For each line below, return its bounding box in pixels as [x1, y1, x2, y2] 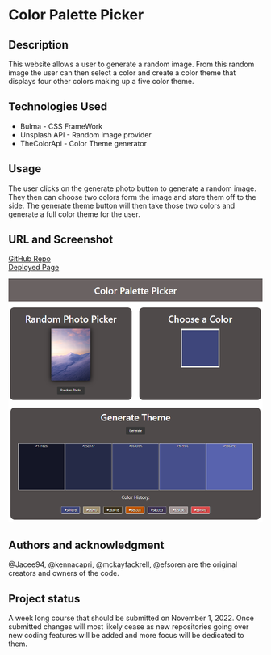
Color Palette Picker [8, 6, 144, 24]
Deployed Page [8, 263, 60, 273]
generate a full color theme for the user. [8, 209, 141, 219]
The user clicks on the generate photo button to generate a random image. [8, 184, 256, 193]
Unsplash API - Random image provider [19, 129, 152, 139]
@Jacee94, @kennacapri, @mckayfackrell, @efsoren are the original [8, 560, 238, 569]
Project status [8, 592, 81, 606]
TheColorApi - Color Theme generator [19, 138, 148, 148]
